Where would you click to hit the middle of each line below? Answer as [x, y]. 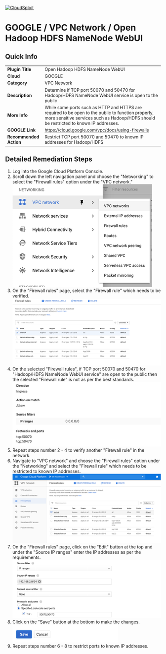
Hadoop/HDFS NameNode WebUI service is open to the [101, 95]
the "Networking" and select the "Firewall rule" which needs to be [79, 466]
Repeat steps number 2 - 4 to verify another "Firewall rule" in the [78, 450]
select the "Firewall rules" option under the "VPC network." [72, 181]
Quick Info [21, 56]
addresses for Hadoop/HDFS [74, 142]
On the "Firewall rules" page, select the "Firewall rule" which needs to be [86, 291]
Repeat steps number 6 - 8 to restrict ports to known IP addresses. [80, 646]
